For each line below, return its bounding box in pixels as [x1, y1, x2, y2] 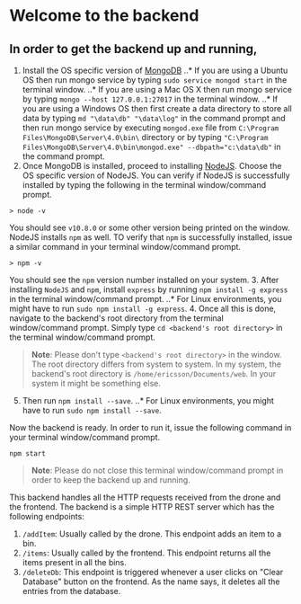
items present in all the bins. [22, 557, 128, 567]
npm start [9, 449, 47, 458]
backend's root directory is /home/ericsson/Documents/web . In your [31, 369, 277, 378]
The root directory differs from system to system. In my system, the [31, 359, 281, 369]
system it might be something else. [31, 378, 162, 388]
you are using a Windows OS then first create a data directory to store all [22, 103, 292, 113]
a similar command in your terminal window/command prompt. [9, 242, 241, 252]
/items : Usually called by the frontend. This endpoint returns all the [22, 547, 271, 558]
